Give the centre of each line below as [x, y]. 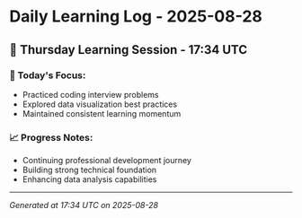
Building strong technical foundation [89, 170]
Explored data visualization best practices [100, 104]
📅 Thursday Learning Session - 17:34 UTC [129, 50]
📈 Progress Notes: [51, 137]
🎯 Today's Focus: [48, 75]
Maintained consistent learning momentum [102, 113]
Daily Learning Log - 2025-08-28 [136, 17]
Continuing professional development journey [107, 161]
